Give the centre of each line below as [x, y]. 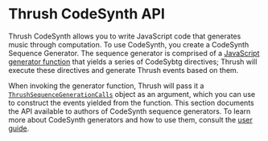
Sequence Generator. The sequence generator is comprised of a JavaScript [134, 53]
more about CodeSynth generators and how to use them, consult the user [131, 119]
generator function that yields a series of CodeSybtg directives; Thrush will [133, 62]
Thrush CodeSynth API [87, 14]
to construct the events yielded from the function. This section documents [132, 103]
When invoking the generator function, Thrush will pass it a [106, 86]
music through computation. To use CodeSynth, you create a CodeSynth [129, 44]
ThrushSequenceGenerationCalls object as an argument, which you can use [132, 94]
